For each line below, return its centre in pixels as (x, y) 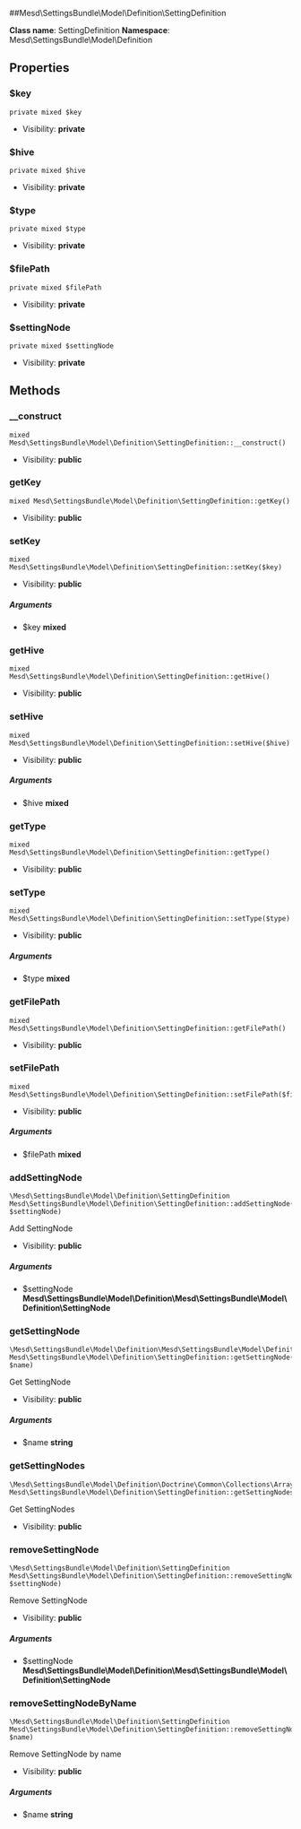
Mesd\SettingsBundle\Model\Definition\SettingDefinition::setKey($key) (146, 568)
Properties (39, 68)
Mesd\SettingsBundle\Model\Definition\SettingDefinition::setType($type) (150, 919)
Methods (35, 390)
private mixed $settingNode (62, 346)
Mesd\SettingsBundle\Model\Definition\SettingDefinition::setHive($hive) (150, 743)
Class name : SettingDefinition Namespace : (90, 30)
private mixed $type (48, 229)
